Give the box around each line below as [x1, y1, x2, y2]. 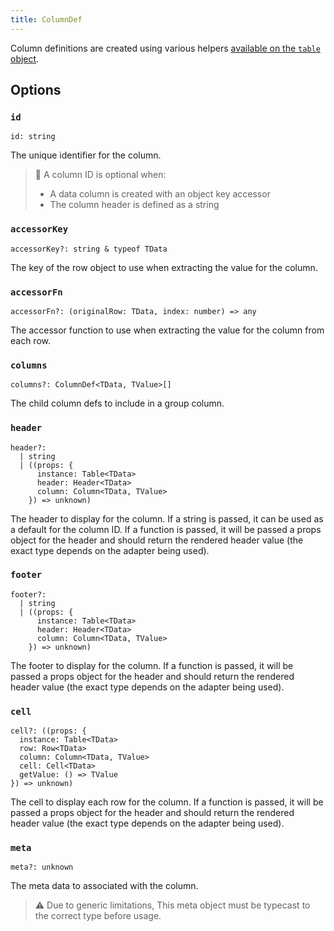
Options [10, 82, 62, 99]
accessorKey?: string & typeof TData [10, 244, 168, 254]
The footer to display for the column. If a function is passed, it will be [10, 659, 294, 671]
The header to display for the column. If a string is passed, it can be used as [10, 512, 324, 525]
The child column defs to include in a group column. [10, 397, 225, 410]
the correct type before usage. [34, 910, 162, 922]
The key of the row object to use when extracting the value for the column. [10, 261, 318, 273]
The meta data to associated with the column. [10, 880, 199, 892]
